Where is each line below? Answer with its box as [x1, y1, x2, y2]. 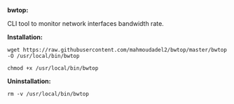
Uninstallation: [7, 77, 51, 85]
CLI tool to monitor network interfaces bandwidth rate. [7, 20, 165, 27]
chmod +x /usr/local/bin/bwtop [7, 65, 99, 72]
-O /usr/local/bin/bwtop [7, 52, 80, 59]
